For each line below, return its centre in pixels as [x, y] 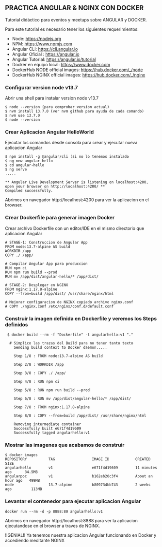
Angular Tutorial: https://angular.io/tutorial [54, 59]
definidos [16, 324]
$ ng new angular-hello [29, 161]
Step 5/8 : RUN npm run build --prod [52, 390]
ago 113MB [24, 489]
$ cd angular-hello [25, 165]
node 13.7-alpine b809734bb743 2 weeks [78, 485]
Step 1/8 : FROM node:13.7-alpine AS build [58, 356]
